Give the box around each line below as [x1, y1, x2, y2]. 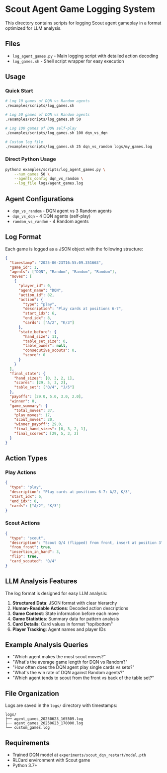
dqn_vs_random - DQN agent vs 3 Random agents [12, 208, 112, 214]
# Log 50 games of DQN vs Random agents [5, 112, 90, 117]
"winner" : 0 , [9, 398, 37, 403]
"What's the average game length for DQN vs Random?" [12, 659, 128, 665]
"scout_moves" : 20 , [14, 417, 55, 422]
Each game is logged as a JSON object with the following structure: [5, 246, 143, 252]
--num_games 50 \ [14, 171, 50, 177]
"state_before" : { [18, 329, 57, 334]
